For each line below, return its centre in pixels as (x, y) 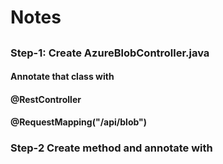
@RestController (46, 99)
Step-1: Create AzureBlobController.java (110, 53)
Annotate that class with (62, 77)
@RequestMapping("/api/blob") (79, 122)
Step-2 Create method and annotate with (111, 148)
